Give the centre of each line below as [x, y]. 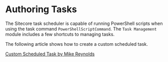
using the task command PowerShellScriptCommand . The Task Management [81, 28]
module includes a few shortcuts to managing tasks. [60, 34]
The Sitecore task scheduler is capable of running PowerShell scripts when [84, 23]
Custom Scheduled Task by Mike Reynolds [50, 54]
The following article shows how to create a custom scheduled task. [77, 44]
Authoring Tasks [41, 9]
